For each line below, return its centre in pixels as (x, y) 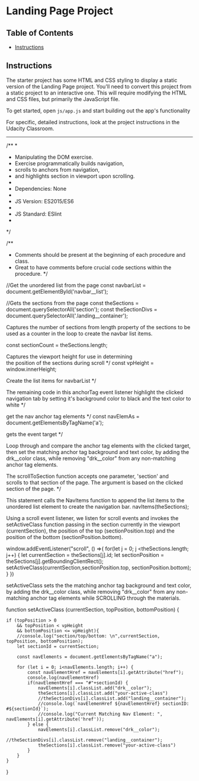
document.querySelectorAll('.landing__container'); (67, 316)
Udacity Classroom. (30, 128)
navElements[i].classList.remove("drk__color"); (99, 729)
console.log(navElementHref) (63, 678)
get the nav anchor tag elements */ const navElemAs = (73, 416)
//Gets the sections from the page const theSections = (73, 303)
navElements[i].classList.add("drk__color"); (95, 688)
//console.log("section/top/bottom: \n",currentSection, (89, 636)
